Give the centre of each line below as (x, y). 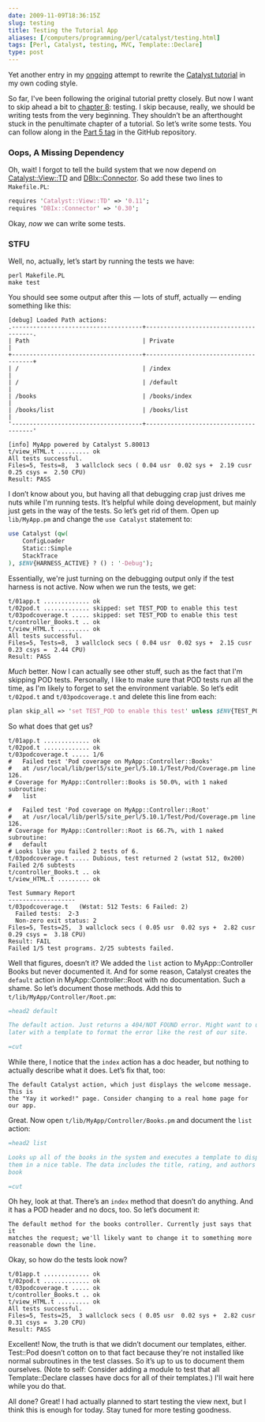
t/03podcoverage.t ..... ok (54, 1288)
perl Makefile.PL (37, 276)
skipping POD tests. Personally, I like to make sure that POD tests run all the (131, 679)
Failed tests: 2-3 (47, 913)
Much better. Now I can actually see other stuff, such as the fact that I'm (125, 671)
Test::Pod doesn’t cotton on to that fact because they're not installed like (126, 1352)
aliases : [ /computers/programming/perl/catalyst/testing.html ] (114, 38)
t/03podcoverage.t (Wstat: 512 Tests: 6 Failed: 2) (99, 906)
